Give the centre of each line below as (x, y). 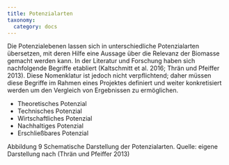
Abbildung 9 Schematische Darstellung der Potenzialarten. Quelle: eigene (112, 147)
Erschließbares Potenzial (53, 133)
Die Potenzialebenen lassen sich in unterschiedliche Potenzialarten (103, 46)
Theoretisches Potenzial (52, 104)
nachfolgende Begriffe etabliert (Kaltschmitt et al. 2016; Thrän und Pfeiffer (113, 68)
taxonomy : (22, 20)
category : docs (35, 26)
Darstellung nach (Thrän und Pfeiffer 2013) (69, 154)
